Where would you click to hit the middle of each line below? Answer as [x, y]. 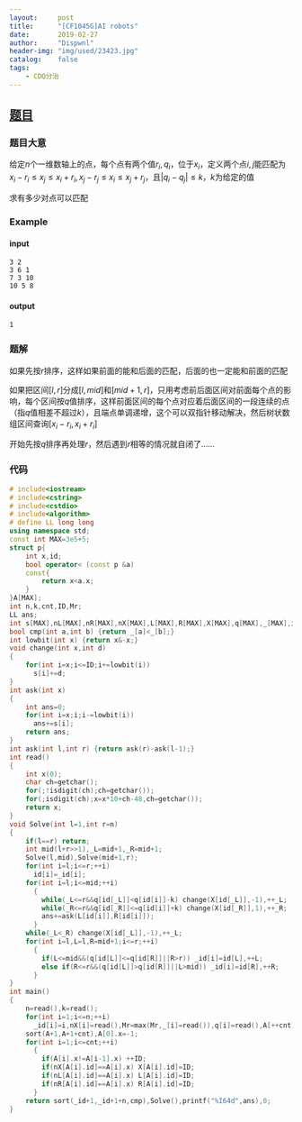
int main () [30, 992]
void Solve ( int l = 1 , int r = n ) [64, 824]
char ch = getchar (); [62, 782]
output [22, 306]
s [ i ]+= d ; [49, 673]
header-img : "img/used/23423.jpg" [74, 51]
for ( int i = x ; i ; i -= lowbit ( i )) [80, 716]
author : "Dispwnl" [52, 43]
